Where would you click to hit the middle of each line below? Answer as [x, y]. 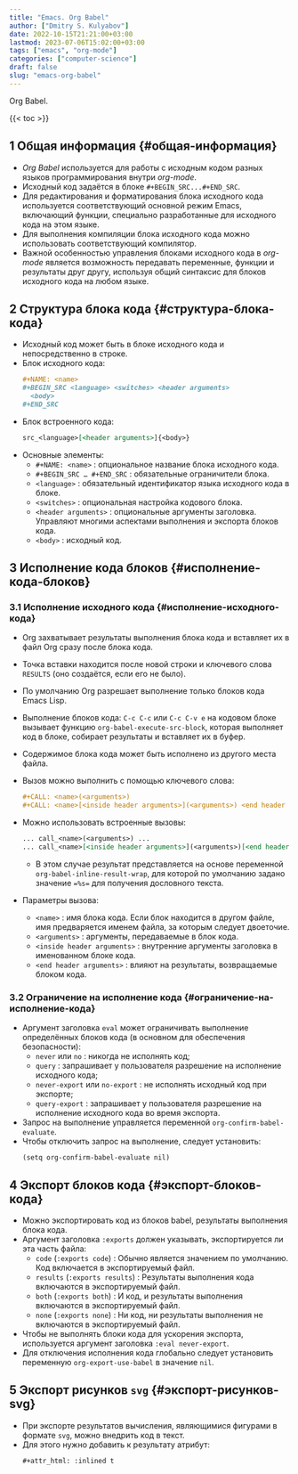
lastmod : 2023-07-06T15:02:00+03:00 [77, 42]
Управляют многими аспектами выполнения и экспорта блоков [157, 521]
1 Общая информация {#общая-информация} [143, 147]
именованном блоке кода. [85, 955]
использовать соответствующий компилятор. [109, 243]
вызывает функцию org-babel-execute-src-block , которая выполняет [153, 728]
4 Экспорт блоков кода [77, 1185]
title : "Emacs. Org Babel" [59, 17]
